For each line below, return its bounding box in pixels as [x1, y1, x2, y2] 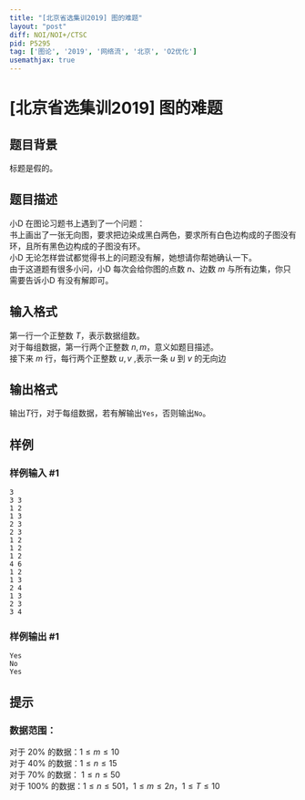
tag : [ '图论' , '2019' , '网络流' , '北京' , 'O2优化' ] [9, 47, 198, 56]
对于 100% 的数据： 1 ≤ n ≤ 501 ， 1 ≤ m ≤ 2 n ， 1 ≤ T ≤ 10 [9, 781, 220, 792]
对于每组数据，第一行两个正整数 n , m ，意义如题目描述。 [9, 341, 219, 352]
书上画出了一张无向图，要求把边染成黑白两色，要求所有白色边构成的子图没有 [9, 229, 297, 240]
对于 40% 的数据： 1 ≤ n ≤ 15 [9, 758, 117, 769]
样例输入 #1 [9, 467, 59, 479]
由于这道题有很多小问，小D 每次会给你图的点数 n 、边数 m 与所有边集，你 [9, 263, 284, 274]
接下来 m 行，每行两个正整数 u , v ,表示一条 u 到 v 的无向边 [9, 353, 227, 364]
